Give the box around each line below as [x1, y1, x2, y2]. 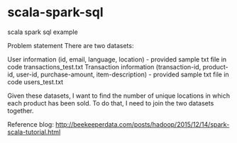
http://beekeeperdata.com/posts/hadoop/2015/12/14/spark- [55, 120, 230, 128]
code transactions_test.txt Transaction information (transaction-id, [7, 62, 202, 71]
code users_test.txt [7, 77, 64, 86]
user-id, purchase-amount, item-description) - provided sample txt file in [16, 70, 229, 79]
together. [7, 106, 34, 115]
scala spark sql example [7, 28, 78, 36]
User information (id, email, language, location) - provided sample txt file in [7, 55, 227, 64]
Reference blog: [7, 120, 55, 128]
